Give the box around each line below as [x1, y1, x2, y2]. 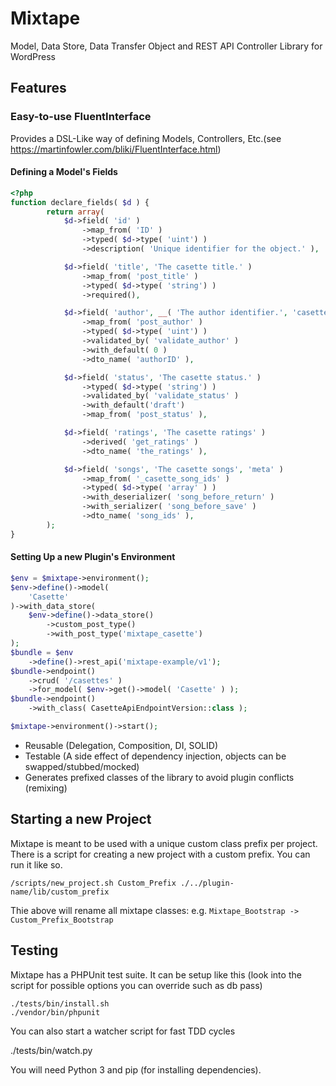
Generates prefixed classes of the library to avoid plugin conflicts [24, 771, 295, 783]
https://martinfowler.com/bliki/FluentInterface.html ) [10, 143, 222, 155]
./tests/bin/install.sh [10, 998, 110, 1009]
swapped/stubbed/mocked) [24, 760, 140, 772]
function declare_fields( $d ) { [10, 197, 150, 207]
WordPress [10, 50, 57, 62]
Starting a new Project [10, 811, 152, 828]
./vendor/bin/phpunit [10, 1007, 101, 1017]
